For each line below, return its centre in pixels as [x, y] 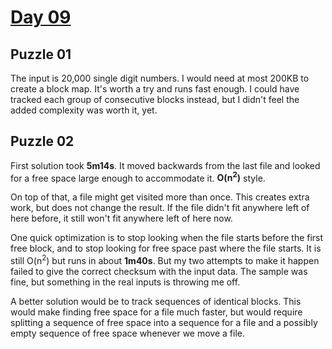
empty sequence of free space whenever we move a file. [128, 333]
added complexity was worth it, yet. [84, 110]
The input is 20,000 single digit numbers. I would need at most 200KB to [160, 78]
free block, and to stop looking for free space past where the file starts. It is [166, 248]
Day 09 [41, 17]
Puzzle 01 [41, 54]
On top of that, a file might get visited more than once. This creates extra [160, 197]
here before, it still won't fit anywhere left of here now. [121, 218]
